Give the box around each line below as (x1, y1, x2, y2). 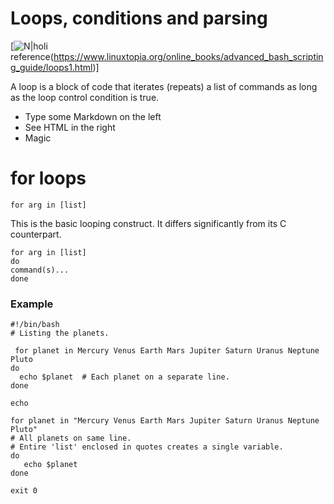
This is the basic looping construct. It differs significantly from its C (10, 217, 287, 229)
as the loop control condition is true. (10, 91, 160, 103)
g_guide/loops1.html (10, 61, 93, 73)
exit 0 (10, 486, 38, 496)
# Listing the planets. (10, 328, 110, 339)
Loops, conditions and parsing (10, 7, 268, 30)
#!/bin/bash (10, 320, 60, 330)
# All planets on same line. (10, 433, 132, 444)
